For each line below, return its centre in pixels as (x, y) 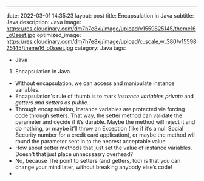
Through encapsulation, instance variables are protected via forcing (100, 109)
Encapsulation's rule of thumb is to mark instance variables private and (104, 96)
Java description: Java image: (44, 22)
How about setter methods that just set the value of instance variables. (104, 148)
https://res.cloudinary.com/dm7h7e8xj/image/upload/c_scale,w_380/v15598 (101, 41)
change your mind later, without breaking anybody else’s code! (93, 167)
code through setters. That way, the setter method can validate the (99, 115)
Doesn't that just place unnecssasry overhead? (74, 154)
